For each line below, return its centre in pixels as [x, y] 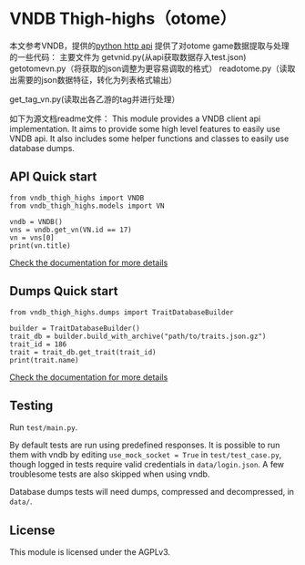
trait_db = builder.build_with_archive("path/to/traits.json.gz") [138, 336]
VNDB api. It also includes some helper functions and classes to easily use [149, 139]
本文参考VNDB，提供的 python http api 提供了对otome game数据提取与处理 [149, 46]
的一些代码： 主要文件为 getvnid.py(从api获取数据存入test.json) [128, 56]
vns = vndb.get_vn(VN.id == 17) [71, 230]
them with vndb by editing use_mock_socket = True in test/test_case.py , [146, 455]
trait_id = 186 [38, 344]
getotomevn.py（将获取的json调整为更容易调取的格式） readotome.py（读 [148, 68]
